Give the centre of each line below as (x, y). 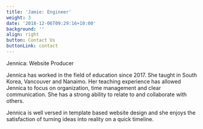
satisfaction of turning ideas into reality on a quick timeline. (80, 119)
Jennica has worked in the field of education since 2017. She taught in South (101, 75)
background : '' (25, 29)
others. (15, 100)
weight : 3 (19, 18)
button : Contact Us (31, 40)
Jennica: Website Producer (40, 63)
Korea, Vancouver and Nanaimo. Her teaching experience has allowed (94, 81)
